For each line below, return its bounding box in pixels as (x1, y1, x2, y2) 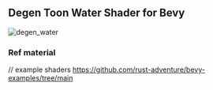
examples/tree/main (8, 73, 73, 83)
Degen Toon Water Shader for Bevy (8, 6, 185, 20)
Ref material (8, 47, 56, 58)
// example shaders (8, 65, 71, 74)
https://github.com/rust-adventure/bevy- (72, 65, 205, 74)
